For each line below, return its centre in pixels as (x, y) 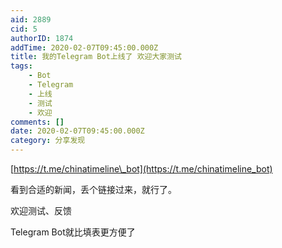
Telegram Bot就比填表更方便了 (73, 232)
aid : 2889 (31, 19)
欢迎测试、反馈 (41, 210)
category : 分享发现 (48, 141)
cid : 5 (24, 29)
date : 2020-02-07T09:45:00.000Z (77, 131)
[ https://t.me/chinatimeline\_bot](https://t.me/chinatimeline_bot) (141, 169)
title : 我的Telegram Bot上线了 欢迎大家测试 (96, 57)
